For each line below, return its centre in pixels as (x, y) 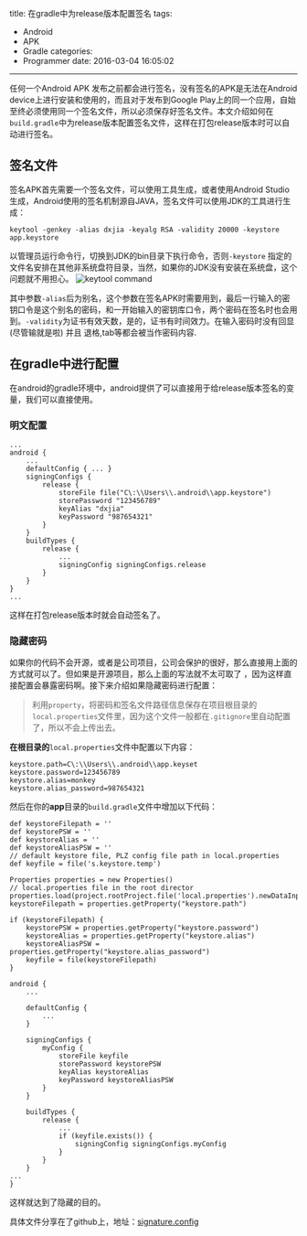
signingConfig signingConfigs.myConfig (150, 1145)
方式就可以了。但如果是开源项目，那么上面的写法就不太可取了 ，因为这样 (147, 674)
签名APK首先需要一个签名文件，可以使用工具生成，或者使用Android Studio (150, 189)
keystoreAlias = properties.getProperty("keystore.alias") (141, 936)
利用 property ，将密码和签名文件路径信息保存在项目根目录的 (144, 705)
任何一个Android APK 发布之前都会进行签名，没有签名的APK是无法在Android (153, 88)
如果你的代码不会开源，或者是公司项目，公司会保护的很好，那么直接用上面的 (153, 662)
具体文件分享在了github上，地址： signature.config (104, 1222)
